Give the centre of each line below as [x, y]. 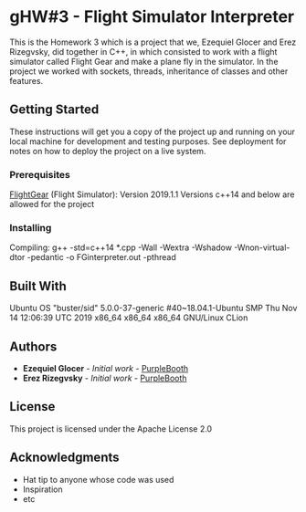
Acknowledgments [65, 458]
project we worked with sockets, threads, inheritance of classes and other [149, 71]
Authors [33, 346]
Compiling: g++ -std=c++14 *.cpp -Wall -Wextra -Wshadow [121, 247]
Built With [38, 286]
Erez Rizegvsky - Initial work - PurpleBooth [105, 378]
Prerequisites [40, 174]
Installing [31, 227]
